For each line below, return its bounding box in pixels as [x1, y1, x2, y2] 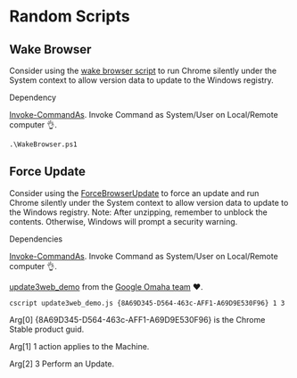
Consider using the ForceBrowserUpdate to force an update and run [9, 187, 260, 198]
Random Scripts [9, 6, 131, 27]
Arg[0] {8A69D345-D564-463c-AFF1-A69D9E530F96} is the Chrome [9, 314, 266, 325]
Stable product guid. [9, 324, 85, 334]
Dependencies [9, 234, 63, 244]
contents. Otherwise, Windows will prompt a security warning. [9, 216, 238, 226]
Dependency [9, 92, 56, 103]
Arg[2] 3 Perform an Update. [9, 358, 115, 369]
